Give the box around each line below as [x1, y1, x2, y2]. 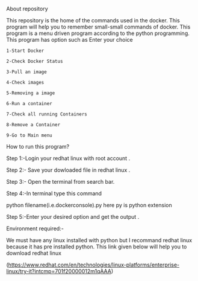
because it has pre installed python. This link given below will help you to [6, 243, 187, 250]
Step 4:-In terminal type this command [6, 190, 102, 197]
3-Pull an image [6, 69, 47, 75]
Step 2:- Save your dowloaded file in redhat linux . [6, 166, 131, 173]
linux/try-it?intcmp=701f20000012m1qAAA [6, 268, 111, 274]
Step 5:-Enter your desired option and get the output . [6, 213, 140, 220]
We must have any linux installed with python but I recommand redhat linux [6, 237, 193, 244]
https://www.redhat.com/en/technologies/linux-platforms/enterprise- [8, 261, 180, 268]
